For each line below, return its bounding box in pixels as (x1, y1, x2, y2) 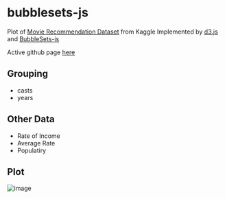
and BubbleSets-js (7, 34, 60, 43)
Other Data (7, 113, 55, 125)
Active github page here (7, 48, 75, 56)
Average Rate (16, 139, 56, 147)
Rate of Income (16, 132, 60, 140)
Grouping (7, 68, 49, 80)
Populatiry (16, 146, 47, 154)
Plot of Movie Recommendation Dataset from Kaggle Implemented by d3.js (7, 27, 218, 36)
